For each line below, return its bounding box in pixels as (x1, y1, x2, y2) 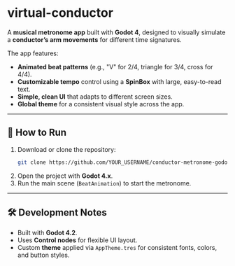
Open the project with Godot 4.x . (17, 171, 113, 180)
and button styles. (17, 251, 70, 260)
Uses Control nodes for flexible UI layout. (17, 236, 138, 244)
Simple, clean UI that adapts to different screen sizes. (17, 92, 173, 101)
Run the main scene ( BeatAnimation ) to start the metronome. (17, 178, 192, 187)
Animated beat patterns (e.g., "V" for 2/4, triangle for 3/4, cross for (17, 62, 213, 71)
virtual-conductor (7, 5, 114, 21)
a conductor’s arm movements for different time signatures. (7, 35, 182, 43)
